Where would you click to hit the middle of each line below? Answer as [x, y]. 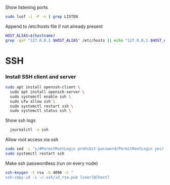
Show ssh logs [20, 120]
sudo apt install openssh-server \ [47, 92]
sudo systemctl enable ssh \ [40, 97]
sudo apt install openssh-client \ [43, 87]
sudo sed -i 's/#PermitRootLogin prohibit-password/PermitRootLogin [79, 149]
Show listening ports [27, 7]
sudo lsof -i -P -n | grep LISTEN [42, 17]
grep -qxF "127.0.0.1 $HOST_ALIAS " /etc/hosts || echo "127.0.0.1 [77, 40]
